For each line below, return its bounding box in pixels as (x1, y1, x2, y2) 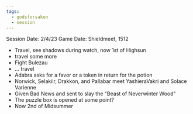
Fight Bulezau (14, 59, 48, 66)
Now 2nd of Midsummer (14, 103, 73, 110)
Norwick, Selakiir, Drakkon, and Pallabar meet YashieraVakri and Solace (14, 78, 187, 85)
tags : (6, 8, 19, 15)
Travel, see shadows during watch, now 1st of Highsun (14, 47, 146, 54)
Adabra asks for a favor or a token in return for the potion (14, 71, 153, 79)
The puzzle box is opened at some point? (14, 96, 114, 103)
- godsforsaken (11, 14, 49, 20)
